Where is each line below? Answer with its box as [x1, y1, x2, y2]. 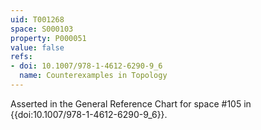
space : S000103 [10, 24, 74, 34]
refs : [10, 52, 33, 62]
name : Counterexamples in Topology [19, 71, 168, 81]
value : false [10, 42, 65, 53]
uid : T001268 [10, 14, 65, 25]
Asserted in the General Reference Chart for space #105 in [10, 97, 252, 110]
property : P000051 [10, 33, 87, 43]
